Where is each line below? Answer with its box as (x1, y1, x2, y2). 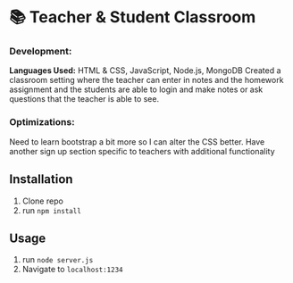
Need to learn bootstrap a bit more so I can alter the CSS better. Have (9, 136, 265, 147)
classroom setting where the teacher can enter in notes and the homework (9, 75, 284, 86)
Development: (9, 46, 72, 58)
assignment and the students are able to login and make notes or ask (9, 84, 264, 95)
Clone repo (21, 196, 64, 206)
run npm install (21, 204, 82, 215)
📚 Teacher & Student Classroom (9, 7, 256, 28)
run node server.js (21, 254, 94, 265)
